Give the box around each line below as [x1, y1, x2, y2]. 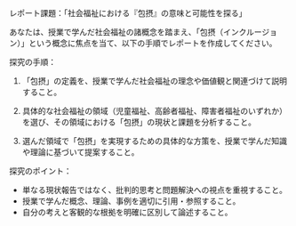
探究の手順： [9, 57, 56, 67]
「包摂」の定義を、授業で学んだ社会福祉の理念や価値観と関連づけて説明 [21, 76, 287, 86]
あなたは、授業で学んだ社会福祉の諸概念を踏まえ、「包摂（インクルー [9, 27, 262, 37]
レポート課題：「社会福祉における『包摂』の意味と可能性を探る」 [9, 8, 247, 18]
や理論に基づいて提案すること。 [21, 147, 140, 157]
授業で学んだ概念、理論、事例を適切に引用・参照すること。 [21, 196, 241, 206]
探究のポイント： [9, 165, 72, 176]
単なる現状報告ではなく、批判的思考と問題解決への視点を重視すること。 [21, 185, 287, 195]
